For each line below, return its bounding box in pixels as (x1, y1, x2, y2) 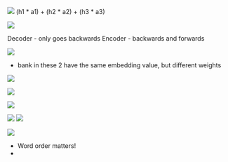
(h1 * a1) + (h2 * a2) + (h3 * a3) (15, 8, 105, 15)
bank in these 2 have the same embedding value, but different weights (17, 61, 222, 69)
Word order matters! (17, 142, 76, 150)
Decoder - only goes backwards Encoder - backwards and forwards (7, 34, 205, 42)
